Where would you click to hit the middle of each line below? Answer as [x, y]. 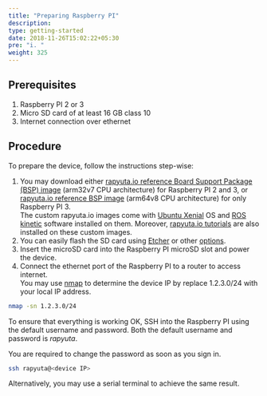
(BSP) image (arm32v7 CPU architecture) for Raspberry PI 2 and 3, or [134, 189]
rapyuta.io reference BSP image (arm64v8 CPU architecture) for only [133, 198]
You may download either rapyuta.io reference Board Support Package [136, 181]
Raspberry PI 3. [45, 206]
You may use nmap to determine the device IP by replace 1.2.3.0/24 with [139, 283]
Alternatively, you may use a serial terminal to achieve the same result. [124, 383]
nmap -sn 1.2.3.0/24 [43, 306]
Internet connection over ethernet [75, 121]
